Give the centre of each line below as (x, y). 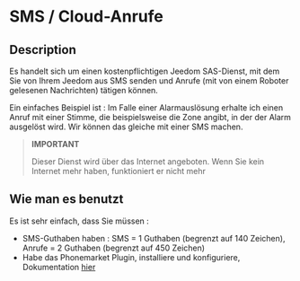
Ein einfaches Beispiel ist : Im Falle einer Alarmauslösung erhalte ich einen (146, 108)
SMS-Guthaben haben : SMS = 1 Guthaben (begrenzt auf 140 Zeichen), (154, 238)
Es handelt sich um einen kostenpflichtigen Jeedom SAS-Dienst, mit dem (145, 71)
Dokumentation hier (59, 267)
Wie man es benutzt (66, 199)
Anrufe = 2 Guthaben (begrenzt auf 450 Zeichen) (113, 248)
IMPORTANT (55, 144)
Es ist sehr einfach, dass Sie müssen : (79, 221)
